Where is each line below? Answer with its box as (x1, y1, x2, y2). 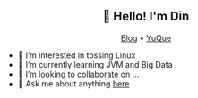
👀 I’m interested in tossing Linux (17, 50, 136, 61)
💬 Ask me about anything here (17, 78, 130, 89)
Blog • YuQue (120, 32, 172, 43)
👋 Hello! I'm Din (102, 9, 190, 24)
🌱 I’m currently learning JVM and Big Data (17, 59, 173, 69)
